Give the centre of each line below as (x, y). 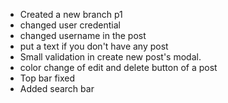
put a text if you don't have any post (94, 46)
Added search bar (57, 88)
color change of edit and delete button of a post (118, 67)
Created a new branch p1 (71, 14)
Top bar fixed (47, 78)
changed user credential (70, 25)
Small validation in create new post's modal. (110, 57)
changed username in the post (83, 35)
